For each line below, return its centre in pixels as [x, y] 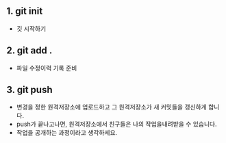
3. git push [29, 90]
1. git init [25, 11]
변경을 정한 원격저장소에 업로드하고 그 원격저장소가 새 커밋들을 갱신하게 [111, 107]
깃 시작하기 [31, 28]
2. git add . [29, 51]
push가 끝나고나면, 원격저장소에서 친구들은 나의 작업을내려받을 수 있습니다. [116, 124]
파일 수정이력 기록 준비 [47, 68]
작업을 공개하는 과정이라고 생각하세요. [67, 133]
